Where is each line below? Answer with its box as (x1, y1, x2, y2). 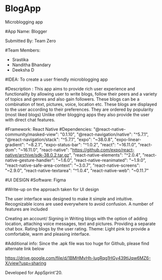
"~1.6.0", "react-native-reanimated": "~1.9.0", (55, 157, 146, 163)
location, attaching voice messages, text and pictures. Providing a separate (5, 221, 156, 227)
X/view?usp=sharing (5, 260, 47, 266)
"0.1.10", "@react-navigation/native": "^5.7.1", (60, 131, 149, 137)
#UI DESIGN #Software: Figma (5, 177, 66, 183)
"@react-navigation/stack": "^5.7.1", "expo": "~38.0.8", (5, 137, 113, 142)
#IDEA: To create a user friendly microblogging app (5, 76, 108, 82)
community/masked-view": (5, 131, 59, 137)
